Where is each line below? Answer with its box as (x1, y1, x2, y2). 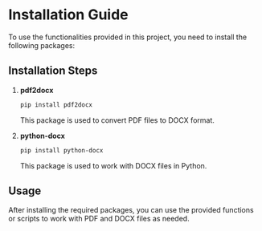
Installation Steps (8, 64, 98, 78)
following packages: (8, 40, 76, 50)
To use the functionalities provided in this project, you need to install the (8, 32, 248, 42)
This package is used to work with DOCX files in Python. (19, 160, 207, 170)
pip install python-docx (19, 146, 104, 154)
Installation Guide (8, 6, 129, 24)
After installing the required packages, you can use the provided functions (8, 205, 255, 215)
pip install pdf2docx (19, 100, 92, 109)
